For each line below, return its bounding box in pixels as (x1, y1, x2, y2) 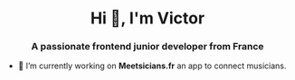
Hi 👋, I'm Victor (90, 8, 205, 29)
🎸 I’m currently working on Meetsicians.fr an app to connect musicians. (17, 60, 287, 71)
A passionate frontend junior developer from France (31, 40, 264, 53)
